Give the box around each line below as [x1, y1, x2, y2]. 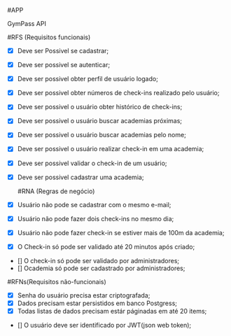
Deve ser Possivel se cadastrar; [17, 47, 109, 55]
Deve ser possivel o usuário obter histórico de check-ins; [17, 103, 183, 111]
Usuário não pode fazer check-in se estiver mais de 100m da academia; [17, 228, 225, 237]
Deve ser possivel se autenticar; [17, 61, 111, 69]
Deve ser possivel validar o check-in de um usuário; [17, 159, 167, 167]
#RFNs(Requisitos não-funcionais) [7, 277, 106, 286]
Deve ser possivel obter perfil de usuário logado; [17, 75, 159, 83]
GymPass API [7, 20, 47, 27]
